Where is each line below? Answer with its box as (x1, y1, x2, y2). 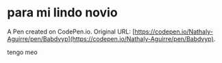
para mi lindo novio (7, 5, 118, 21)
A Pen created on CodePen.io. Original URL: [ (7, 27, 135, 36)
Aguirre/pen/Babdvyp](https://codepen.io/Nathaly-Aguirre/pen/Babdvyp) (7, 34, 214, 42)
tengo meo (7, 48, 38, 56)
